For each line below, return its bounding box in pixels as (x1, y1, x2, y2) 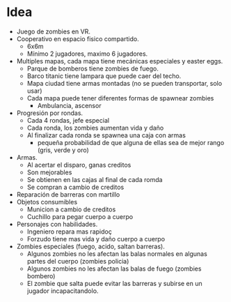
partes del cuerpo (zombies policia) (26, 257, 129, 265)
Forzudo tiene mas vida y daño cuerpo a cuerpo (26, 234, 165, 243)
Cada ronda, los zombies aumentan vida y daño (26, 123, 164, 132)
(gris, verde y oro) (37, 146, 90, 154)
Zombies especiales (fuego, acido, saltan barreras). (16, 242, 165, 250)
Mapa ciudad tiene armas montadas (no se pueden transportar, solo (26, 79, 223, 87)
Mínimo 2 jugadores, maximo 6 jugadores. (26, 50, 148, 58)
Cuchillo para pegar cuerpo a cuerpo (26, 212, 134, 220)
